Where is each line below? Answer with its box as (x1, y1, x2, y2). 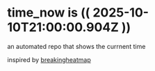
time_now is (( (7, 5, 90, 21)
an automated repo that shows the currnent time (7, 42, 146, 50)
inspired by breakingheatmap (7, 55, 92, 63)
